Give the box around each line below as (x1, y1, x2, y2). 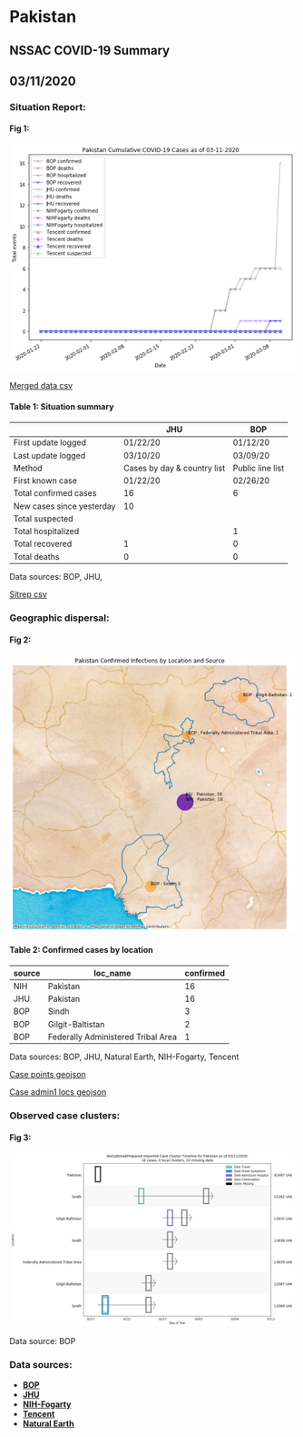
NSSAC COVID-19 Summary (9, 43, 171, 58)
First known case (13, 475, 77, 486)
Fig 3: (9, 1131, 32, 1143)
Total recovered (13, 539, 73, 550)
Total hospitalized (13, 526, 80, 536)
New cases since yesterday (13, 501, 116, 511)
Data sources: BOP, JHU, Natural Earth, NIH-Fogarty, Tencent (9, 1051, 239, 1062)
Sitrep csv (9, 589, 47, 600)
